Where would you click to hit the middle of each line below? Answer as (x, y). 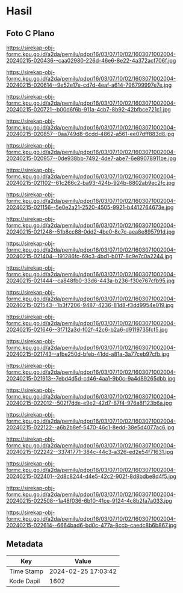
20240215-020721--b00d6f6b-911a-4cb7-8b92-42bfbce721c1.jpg (89, 109)
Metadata (25, 544)
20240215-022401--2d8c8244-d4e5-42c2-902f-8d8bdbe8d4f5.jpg (91, 476)
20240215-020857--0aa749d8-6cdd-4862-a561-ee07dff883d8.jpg (90, 134)
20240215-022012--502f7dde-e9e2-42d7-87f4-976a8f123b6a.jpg (89, 403)
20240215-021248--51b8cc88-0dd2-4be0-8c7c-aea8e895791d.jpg (91, 232)
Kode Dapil (25, 581)
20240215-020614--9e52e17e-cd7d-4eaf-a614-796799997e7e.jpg (89, 85)
